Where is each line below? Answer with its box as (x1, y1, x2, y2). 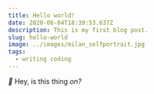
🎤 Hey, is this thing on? (8, 76, 82, 86)
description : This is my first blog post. (8, 26, 149, 34)
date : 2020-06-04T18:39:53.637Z (8, 19, 113, 27)
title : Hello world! (8, 11, 76, 20)
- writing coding (15, 56, 72, 63)
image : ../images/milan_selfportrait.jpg (8, 41, 145, 49)
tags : (8, 48, 26, 56)
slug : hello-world (8, 33, 68, 42)
